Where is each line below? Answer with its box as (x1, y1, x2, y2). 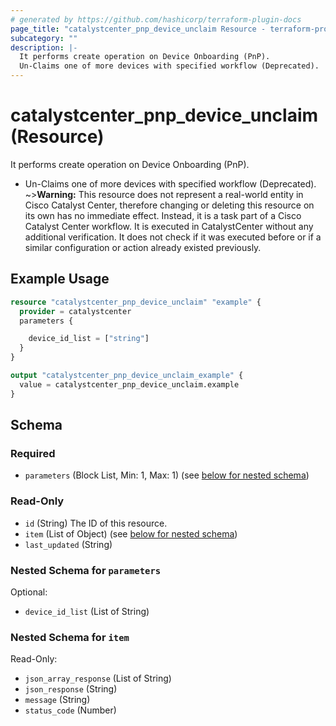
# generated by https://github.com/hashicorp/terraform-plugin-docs (10, 14, 302, 25)
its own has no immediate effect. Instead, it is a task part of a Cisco (24, 209, 302, 221)
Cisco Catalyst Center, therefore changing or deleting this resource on (24, 199, 315, 211)
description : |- (10, 42, 78, 53)
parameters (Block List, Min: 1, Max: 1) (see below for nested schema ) (24, 469, 310, 481)
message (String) (24, 694, 91, 706)
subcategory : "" (10, 33, 78, 43)
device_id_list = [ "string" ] (28, 334, 150, 344)
